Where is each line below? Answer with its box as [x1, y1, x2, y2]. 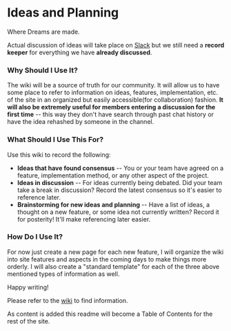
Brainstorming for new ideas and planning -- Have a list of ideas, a [17, 200, 210, 209]
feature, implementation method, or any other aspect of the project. [17, 171, 209, 180]
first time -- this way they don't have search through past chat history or [7, 110, 214, 118]
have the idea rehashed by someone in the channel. [7, 118, 154, 126]
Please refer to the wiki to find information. [7, 296, 129, 304]
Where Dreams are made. [7, 28, 81, 36]
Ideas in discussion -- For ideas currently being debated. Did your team [17, 178, 223, 186]
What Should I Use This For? [7, 135, 104, 145]
